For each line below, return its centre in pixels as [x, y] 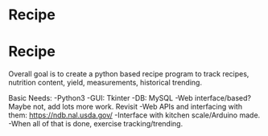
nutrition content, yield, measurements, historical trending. [105, 83]
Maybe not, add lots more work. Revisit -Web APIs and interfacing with [126, 107]
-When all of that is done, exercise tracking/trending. [96, 124]
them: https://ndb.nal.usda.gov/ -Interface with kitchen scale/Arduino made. [134, 115]
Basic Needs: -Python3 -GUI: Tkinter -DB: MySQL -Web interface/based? [130, 98]
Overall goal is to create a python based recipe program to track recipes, [129, 74]
